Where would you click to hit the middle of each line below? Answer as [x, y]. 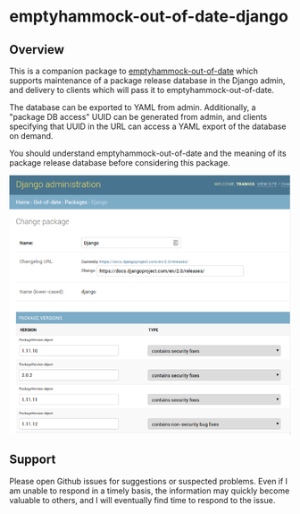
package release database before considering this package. [120, 163]
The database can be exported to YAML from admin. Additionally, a [133, 107]
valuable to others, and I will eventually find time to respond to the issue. [142, 500]
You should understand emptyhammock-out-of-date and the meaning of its [148, 153]
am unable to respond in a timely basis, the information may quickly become [150, 491]
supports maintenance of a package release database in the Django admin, [147, 81]
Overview [37, 50]
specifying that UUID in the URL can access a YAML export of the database [148, 126]
